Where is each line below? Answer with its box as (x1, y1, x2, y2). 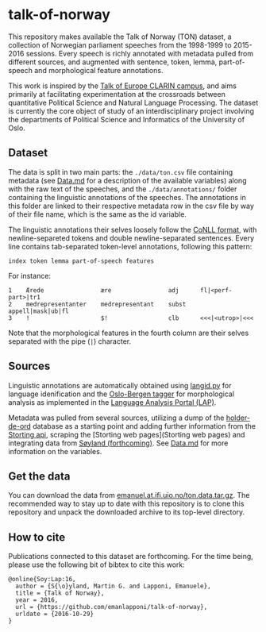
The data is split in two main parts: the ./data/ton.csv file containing (8, 167, 233, 176)
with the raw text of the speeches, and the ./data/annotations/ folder (8, 184, 237, 194)
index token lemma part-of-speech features (8, 256, 155, 265)
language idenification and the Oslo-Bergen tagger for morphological (8, 389, 235, 399)
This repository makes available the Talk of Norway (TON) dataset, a (8, 32, 232, 41)
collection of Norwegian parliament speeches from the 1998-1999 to (8, 40, 232, 49)
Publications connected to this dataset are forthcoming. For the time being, (8, 552, 254, 561)
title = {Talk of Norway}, (15, 589, 105, 597)
